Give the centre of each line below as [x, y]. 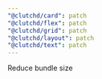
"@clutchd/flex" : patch [47, 23]
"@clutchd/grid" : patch [47, 30]
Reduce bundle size [40, 68]
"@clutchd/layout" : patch [51, 38]
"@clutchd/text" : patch [47, 45]
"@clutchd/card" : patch [47, 16]
